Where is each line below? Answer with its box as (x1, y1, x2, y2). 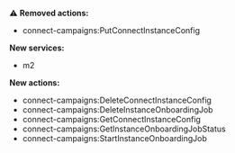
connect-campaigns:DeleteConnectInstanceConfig (22, 94, 212, 105)
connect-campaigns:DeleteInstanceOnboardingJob (22, 104, 213, 115)
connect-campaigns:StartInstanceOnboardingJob (22, 133, 207, 143)
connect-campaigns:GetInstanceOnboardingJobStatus (22, 123, 227, 134)
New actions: (9, 77, 60, 88)
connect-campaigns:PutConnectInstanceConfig (22, 25, 201, 35)
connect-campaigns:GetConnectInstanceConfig (22, 114, 201, 124)
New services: (9, 42, 65, 53)
